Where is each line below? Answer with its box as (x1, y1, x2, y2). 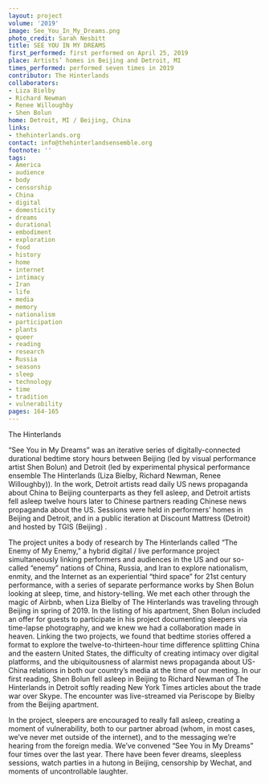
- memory (8, 303, 38, 311)
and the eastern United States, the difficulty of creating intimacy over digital (8, 648, 259, 658)
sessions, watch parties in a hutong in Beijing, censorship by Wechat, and (8, 758, 252, 767)
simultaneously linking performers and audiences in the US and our (8, 555, 231, 564)
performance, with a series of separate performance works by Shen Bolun (8, 580, 255, 590)
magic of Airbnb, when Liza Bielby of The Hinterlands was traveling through (8, 598, 259, 606)
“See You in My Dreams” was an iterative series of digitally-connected (8, 445, 241, 455)
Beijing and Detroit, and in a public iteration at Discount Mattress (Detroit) (8, 513, 251, 523)
